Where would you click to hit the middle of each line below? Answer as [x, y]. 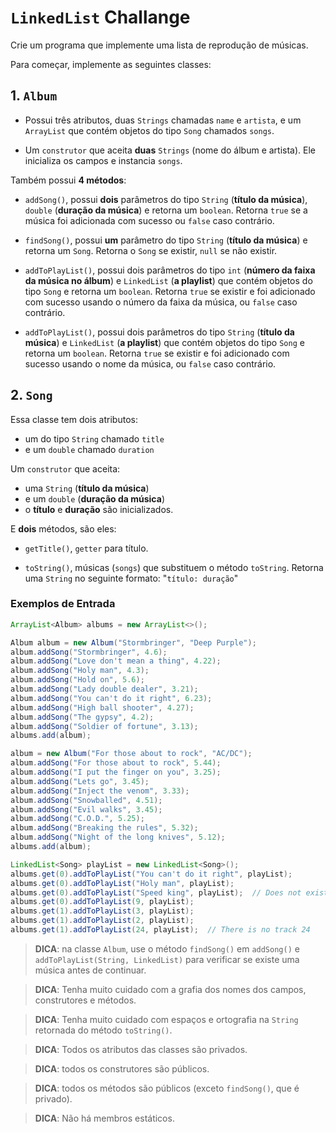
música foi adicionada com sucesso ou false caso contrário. [149, 220]
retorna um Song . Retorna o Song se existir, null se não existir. [151, 250]
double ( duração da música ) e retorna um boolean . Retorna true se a [166, 210]
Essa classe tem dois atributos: [74, 419]
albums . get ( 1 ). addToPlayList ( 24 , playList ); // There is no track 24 [160, 930]
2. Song [31, 395]
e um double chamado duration [89, 449]
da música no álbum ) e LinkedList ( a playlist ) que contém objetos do [168, 280]
